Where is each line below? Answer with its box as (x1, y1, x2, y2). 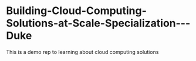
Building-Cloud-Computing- (6, 4, 147, 18)
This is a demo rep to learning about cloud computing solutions (6, 48, 159, 55)
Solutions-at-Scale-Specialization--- (6, 16, 191, 30)
